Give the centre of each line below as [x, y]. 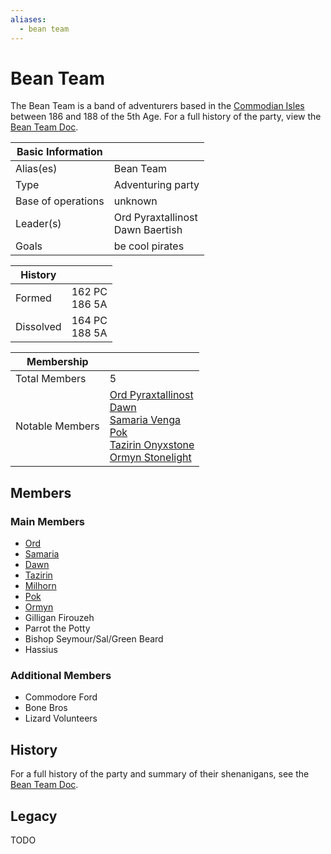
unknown [135, 201]
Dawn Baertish [148, 230]
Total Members [51, 379]
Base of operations [60, 201]
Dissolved [38, 327]
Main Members [48, 521]
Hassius [41, 650]
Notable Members [57, 426]
